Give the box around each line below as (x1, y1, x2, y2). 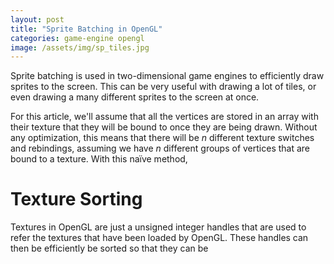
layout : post (10, 14, 65, 25)
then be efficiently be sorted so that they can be (10, 242, 209, 255)
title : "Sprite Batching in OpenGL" (10, 24, 163, 34)
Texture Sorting (10, 188, 143, 211)
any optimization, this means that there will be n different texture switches (10, 132, 315, 144)
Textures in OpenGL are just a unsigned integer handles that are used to (10, 221, 307, 233)
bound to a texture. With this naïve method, (10, 153, 188, 165)
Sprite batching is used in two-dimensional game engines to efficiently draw (10, 70, 325, 82)
